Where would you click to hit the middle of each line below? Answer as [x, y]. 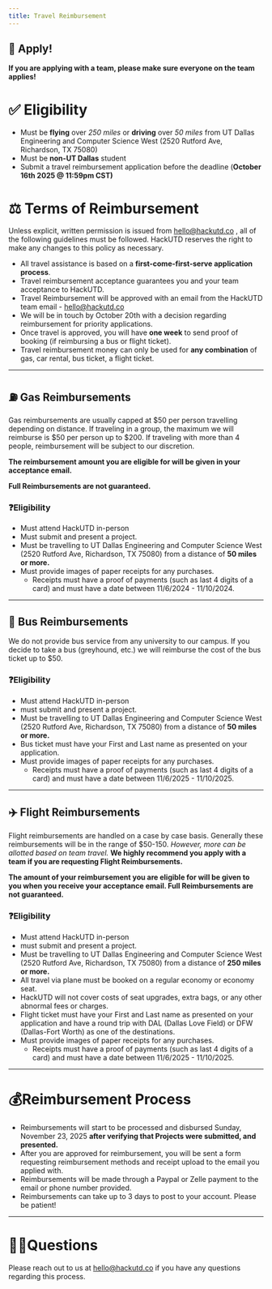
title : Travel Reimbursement [57, 16]
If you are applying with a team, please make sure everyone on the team [132, 68]
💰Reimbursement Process [100, 1099]
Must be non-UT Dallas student [73, 158]
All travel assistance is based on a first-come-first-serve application [136, 263]
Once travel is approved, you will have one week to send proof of [129, 332]
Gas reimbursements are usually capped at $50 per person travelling [123, 420]
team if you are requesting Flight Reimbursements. [96, 862]
